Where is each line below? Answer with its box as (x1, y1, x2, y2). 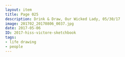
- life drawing (5, 40, 37, 45)
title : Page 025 (5, 12, 39, 17)
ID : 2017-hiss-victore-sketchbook (5, 30, 77, 35)
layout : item (5, 7, 32, 12)
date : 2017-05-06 (5, 26, 41, 31)
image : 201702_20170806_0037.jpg (5, 21, 74, 26)
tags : (5, 35, 16, 40)
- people (5, 44, 23, 49)
